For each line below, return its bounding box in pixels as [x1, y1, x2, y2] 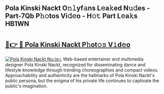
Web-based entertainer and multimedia [63, 56, 144, 62]
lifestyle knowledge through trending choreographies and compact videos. [5, 67, 159, 73]
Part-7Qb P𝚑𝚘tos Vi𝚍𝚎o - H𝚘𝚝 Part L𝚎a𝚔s [5, 12, 138, 20]
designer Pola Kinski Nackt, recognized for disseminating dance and [5, 62, 146, 67]
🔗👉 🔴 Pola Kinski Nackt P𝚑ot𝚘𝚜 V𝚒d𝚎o [5, 40, 131, 49]
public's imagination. [5, 83, 48, 89]
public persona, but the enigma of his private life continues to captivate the [5, 77, 160, 83]
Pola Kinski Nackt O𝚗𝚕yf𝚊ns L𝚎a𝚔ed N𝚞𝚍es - [5, 4, 150, 12]
